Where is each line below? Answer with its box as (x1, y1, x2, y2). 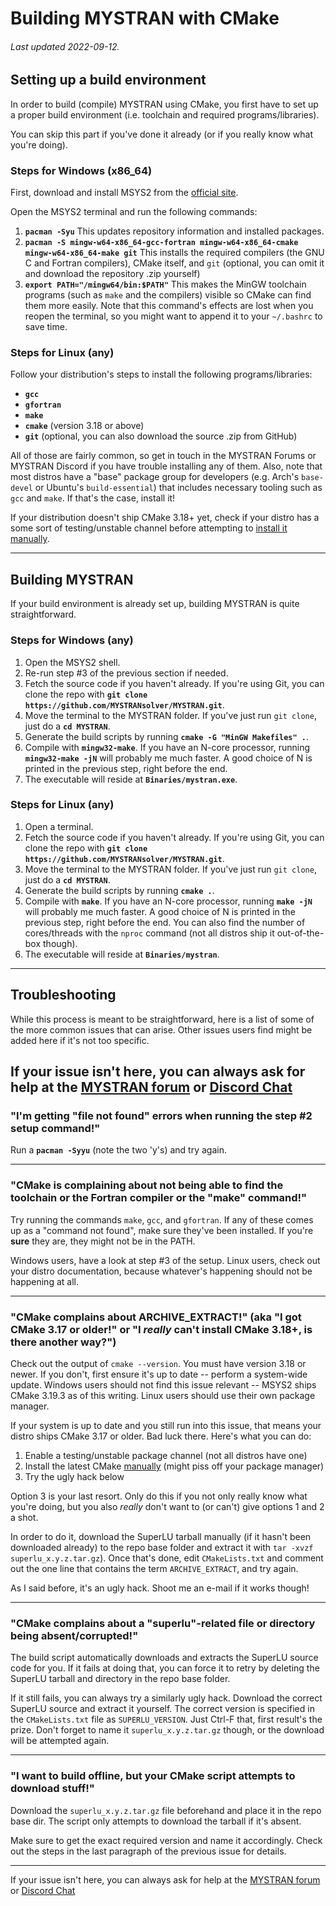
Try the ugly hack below (24, 1470, 125, 1482)
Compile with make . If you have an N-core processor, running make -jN (24, 895, 313, 907)
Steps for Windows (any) (10, 633, 134, 647)
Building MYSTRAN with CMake (10, 7, 280, 30)
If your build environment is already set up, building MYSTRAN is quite (10, 598, 300, 610)
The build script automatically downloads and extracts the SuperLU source (10, 1652, 319, 1664)
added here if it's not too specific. (10, 1034, 150, 1046)
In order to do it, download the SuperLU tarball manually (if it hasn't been (10, 1530, 312, 1542)
